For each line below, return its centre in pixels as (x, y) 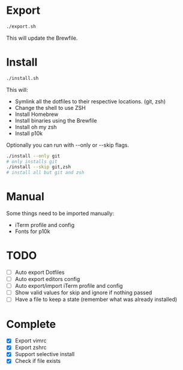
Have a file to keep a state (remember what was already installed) (96, 299)
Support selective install (45, 354)
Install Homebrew (37, 114)
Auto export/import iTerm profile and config (69, 286)
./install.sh (22, 78)
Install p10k (29, 133)
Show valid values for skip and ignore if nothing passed (83, 293)
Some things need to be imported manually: (60, 213)
